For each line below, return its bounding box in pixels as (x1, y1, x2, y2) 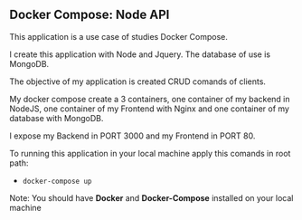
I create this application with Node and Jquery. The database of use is (9, 49, 271, 60)
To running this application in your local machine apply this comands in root (9, 148, 291, 158)
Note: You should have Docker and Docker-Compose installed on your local (9, 192, 294, 203)
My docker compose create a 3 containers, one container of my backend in (9, 93, 290, 104)
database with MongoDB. (9, 112, 104, 123)
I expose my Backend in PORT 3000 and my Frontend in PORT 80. (9, 130, 256, 141)
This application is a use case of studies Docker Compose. (9, 31, 229, 42)
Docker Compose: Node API (9, 7, 170, 23)
